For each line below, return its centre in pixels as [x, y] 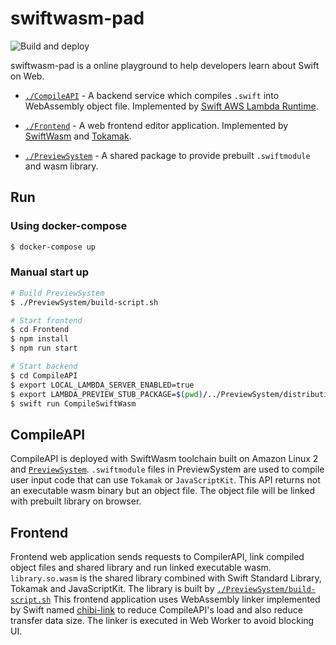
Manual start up [49, 272]
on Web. [27, 76]
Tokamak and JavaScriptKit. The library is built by [112, 589]
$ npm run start [44, 348]
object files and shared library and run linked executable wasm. [141, 568]
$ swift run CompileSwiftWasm [73, 403]
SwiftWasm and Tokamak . [78, 136]
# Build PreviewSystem [57, 293]
